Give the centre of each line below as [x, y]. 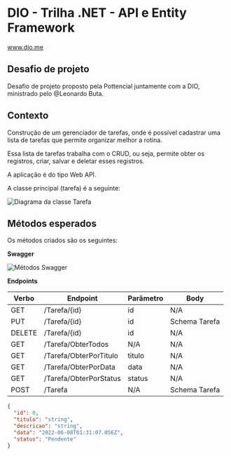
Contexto [28, 116]
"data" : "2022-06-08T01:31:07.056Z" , [69, 432]
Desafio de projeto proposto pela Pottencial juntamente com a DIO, [104, 86]
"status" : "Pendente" [45, 439]
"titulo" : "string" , [43, 420]
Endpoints [22, 281]
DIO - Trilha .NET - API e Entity [97, 13]
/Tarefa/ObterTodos [76, 345]
